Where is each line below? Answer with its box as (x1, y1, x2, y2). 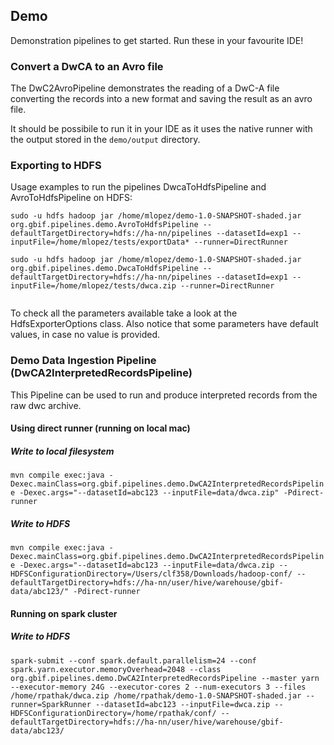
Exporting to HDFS (10, 159, 102, 173)
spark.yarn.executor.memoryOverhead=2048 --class (10, 664, 222, 674)
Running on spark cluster (10, 607, 118, 619)
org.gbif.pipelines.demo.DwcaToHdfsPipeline (10, 264, 199, 274)
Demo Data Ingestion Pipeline (10, 354, 157, 368)
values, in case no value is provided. (10, 329, 161, 341)
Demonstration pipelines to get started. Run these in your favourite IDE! (10, 34, 304, 46)
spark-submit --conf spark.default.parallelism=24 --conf (10, 655, 257, 666)
